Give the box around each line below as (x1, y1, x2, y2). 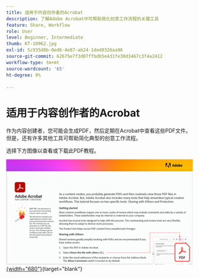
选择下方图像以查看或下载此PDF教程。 (6, 147, 99, 154)
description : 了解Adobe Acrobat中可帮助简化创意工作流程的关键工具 (6, 15, 159, 22)
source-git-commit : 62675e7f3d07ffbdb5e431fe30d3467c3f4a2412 (6, 53, 163, 59)
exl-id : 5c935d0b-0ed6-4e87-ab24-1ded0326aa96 (6, 47, 123, 53)
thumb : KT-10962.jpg (6, 41, 57, 47)
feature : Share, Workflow (6, 22, 70, 28)
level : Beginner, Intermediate (6, 34, 84, 41)
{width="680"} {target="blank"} (6, 265, 83, 272)
